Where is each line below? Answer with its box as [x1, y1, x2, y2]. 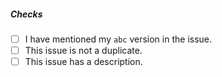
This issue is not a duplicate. [24, 45, 143, 57]
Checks [10, 8, 43, 20]
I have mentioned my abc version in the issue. [24, 33, 213, 45]
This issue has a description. [24, 56, 143, 68]
